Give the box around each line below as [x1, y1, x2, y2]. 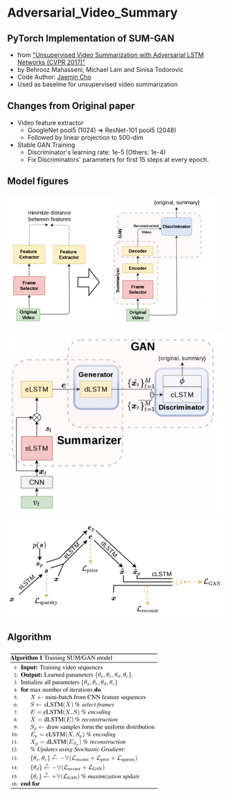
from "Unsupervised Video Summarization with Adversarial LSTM [17, 51, 204, 59]
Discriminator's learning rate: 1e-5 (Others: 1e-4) [27, 147, 166, 156]
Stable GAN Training [17, 140, 75, 149]
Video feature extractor [17, 118, 84, 127]
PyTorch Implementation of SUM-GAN [7, 33, 175, 44]
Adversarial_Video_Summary [7, 5, 178, 21]
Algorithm [7, 631, 52, 643]
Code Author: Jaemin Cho [17, 73, 92, 81]
